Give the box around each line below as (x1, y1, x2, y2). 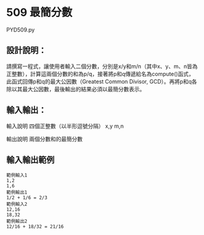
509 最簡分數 (6, 5, 73, 19)
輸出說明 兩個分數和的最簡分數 (6, 135, 83, 142)
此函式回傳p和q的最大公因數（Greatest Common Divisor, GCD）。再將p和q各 (6, 77, 197, 85)
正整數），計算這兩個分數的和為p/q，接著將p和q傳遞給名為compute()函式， (6, 70, 194, 77)
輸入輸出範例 (6, 155, 55, 165)
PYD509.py (6, 26, 35, 33)
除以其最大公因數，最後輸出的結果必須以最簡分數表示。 (6, 85, 145, 93)
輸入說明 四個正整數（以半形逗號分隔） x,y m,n (6, 122, 124, 130)
